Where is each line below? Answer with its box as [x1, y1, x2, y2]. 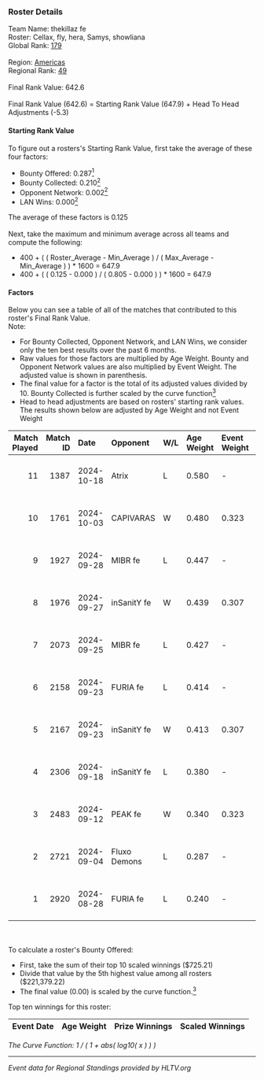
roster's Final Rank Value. [8, 313, 90, 323]
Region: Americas [8, 57, 65, 67]
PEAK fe [111, 808, 141, 819]
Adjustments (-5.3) [8, 108, 69, 117]
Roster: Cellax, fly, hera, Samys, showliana [8, 32, 145, 42]
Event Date [12, 1020, 54, 1031]
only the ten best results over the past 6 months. [19, 346, 177, 355]
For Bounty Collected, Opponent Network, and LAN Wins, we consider [19, 337, 247, 346]
